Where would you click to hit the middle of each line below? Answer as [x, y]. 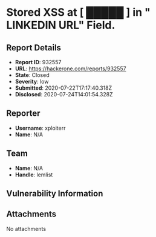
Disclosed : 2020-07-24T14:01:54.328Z [64, 94]
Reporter [23, 114]
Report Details [34, 48]
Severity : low [32, 82]
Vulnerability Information [55, 194]
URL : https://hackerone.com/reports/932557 [70, 68]
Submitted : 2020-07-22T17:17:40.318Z [63, 88]
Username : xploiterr [40, 128]
